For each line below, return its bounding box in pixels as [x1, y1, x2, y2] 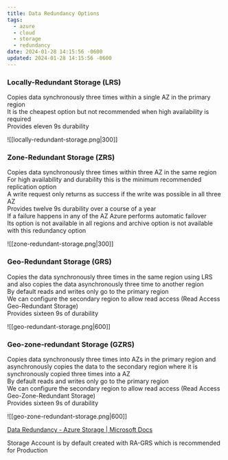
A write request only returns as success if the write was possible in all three [7, 190, 221, 198]
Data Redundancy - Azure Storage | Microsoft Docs [7, 425, 153, 433]
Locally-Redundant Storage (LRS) [7, 77, 122, 87]
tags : [7, 16, 23, 23]
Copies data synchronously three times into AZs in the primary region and [7, 355, 216, 363]
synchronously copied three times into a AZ [7, 369, 130, 378]
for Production [7, 446, 48, 454]
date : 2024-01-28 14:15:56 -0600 [7, 49, 103, 56]
